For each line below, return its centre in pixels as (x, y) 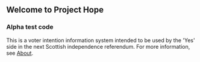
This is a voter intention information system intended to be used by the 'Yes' (101, 40)
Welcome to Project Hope (55, 10)
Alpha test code (30, 27)
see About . (20, 53)
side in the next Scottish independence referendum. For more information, (98, 46)
